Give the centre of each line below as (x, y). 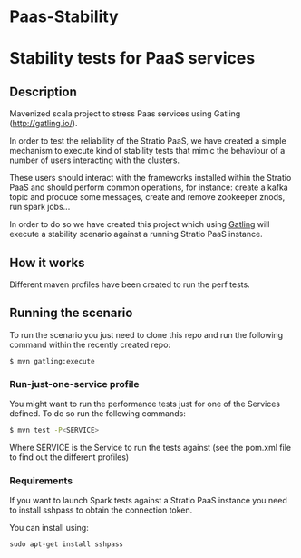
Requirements (41, 481)
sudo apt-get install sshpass (67, 544)
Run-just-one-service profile (74, 384)
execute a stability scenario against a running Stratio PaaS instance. (136, 234)
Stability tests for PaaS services (132, 59)
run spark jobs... (40, 207)
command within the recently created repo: (90, 344)
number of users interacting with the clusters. (94, 160)
